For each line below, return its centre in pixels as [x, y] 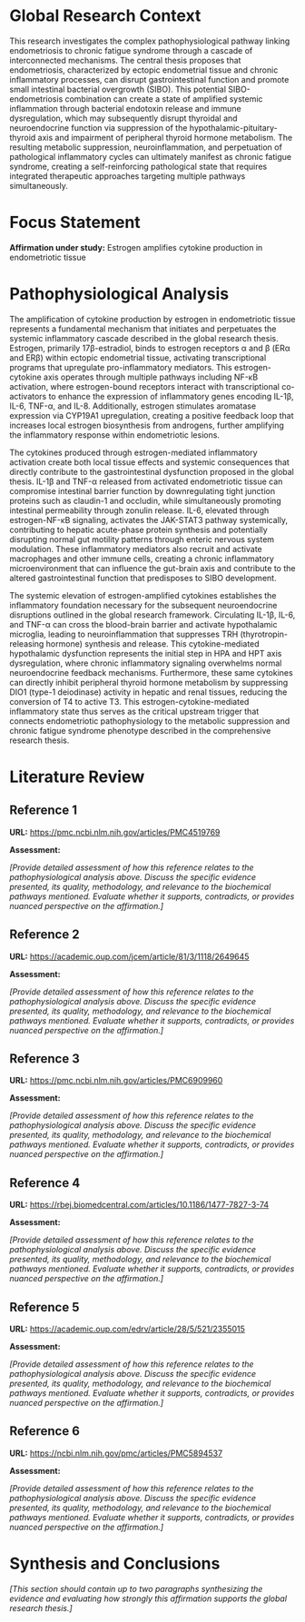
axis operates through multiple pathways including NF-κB [151, 377]
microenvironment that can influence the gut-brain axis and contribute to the [152, 568]
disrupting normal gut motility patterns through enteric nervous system [142, 539]
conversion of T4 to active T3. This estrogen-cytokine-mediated [129, 701]
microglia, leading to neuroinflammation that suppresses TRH [124, 634]
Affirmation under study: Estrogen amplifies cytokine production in [136, 247]
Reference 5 [44, 1307]
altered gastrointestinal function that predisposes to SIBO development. [143, 578]
